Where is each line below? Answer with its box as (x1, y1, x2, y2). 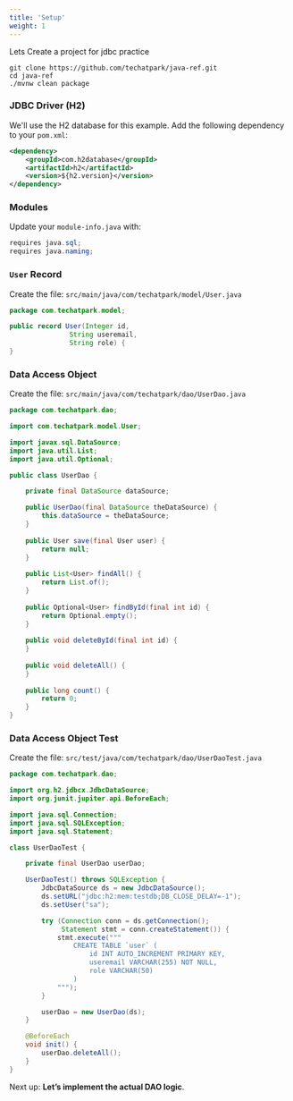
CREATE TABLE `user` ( (72, 941, 158, 951)
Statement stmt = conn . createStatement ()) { (61, 925, 230, 934)
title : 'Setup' (9, 13, 66, 22)
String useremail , (69, 330, 138, 340)
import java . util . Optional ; (9, 454, 114, 463)
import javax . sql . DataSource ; (9, 437, 122, 447)
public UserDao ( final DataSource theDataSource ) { (25, 503, 218, 512)
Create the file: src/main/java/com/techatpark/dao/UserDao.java (9, 388, 247, 399)
